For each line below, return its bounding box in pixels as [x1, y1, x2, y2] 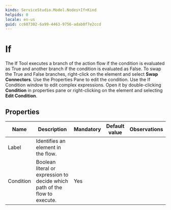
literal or [36, 165, 56, 172]
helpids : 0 [5, 12, 28, 17]
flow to [36, 190, 52, 197]
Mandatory [73, 126, 101, 133]
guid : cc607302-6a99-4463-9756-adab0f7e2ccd [5, 21, 101, 27]
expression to [36, 171, 69, 178]
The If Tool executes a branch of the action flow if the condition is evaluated [5, 61, 165, 67]
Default [106, 123, 125, 130]
